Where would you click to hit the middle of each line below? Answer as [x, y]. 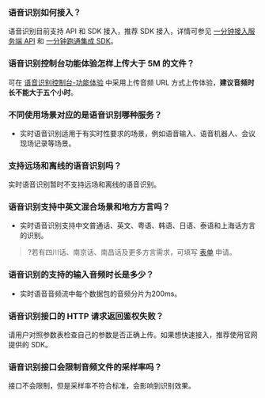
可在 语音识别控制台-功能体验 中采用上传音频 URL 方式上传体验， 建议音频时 [131, 82]
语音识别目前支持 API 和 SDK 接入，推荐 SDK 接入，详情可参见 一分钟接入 [128, 31]
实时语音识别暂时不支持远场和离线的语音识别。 [84, 184]
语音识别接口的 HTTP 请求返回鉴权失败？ [86, 316]
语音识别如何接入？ [45, 12]
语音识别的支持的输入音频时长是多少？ [81, 275]
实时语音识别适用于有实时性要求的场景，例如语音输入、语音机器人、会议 [137, 133]
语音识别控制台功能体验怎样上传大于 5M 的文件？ [102, 63]
